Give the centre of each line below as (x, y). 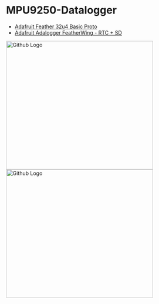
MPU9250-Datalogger (62, 10)
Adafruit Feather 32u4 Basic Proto (56, 26)
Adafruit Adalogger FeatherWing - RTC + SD (68, 32)
